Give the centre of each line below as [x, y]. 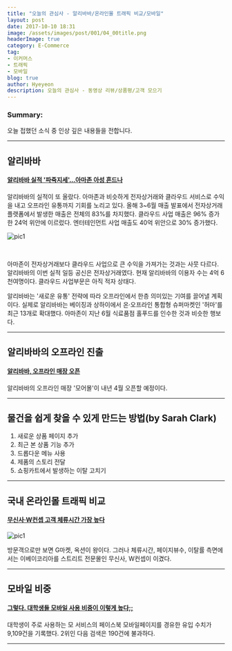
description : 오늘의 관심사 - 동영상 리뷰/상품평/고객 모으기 [85, 91]
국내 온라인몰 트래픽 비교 [56, 501]
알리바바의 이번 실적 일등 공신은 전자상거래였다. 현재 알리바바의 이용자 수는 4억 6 [116, 273]
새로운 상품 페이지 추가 [48, 436]
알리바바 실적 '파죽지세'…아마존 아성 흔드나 [65, 180]
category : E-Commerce [38, 46]
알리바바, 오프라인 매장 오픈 [44, 371]
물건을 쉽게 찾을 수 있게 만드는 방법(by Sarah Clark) [112, 418]
